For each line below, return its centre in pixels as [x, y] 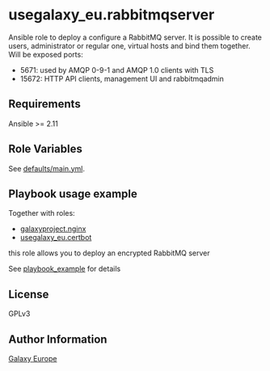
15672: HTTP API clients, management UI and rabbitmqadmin [122, 78]
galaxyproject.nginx [53, 229]
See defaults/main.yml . [46, 168]
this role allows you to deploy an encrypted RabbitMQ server [109, 253]
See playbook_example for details [65, 269]
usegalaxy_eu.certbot [56, 238]
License [29, 294]
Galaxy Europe [33, 358]
